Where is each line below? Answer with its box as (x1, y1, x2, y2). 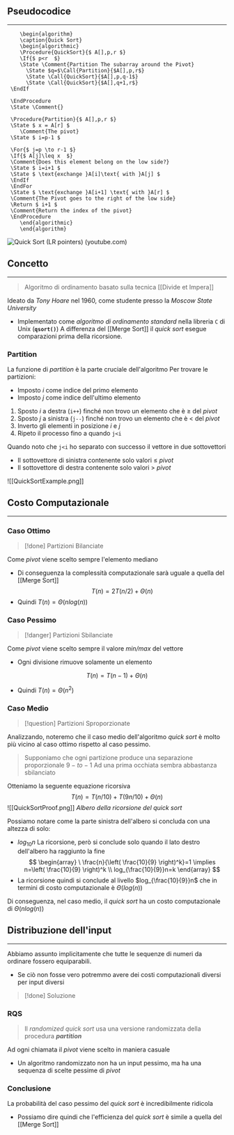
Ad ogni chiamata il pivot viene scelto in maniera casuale (7, 1045, 171, 1054)
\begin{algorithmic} (19, 42, 79, 49)
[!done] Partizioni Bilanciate (24, 542, 104, 550)
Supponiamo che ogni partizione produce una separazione (24, 754, 194, 762)
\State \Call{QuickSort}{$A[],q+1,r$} (25, 79, 139, 86)
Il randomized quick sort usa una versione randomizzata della (24, 1024, 201, 1033)
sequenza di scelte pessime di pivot (17, 1066, 120, 1074)
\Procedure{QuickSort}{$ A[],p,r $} (19, 49, 127, 56)
